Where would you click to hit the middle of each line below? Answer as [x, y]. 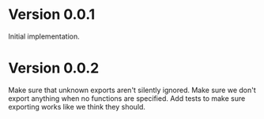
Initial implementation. [44, 36]
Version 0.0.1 [52, 15]
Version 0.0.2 [54, 68]
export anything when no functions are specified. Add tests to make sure [127, 98]
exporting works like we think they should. [77, 106]
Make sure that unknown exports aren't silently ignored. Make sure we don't [132, 90]
